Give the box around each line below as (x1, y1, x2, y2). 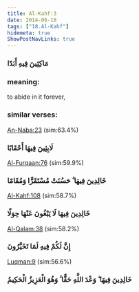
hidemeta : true (7, 29, 51, 37)
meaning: (7, 77, 40, 86)
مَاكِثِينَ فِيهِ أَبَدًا (7, 59, 49, 68)
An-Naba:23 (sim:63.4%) (7, 126, 79, 134)
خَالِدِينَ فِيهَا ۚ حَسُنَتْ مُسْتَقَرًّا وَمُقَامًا (7, 175, 107, 185)
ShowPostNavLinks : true (7, 36, 76, 43)
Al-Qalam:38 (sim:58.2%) (7, 224, 80, 233)
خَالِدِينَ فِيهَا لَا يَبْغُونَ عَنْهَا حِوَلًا (7, 208, 91, 218)
